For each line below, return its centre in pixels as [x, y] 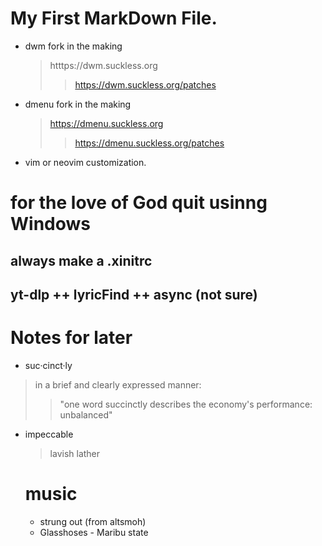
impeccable [49, 434]
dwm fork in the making [73, 46]
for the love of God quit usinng [139, 203]
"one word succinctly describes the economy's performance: [186, 404]
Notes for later [71, 338]
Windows [50, 224]
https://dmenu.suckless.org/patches [149, 143]
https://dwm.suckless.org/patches [145, 84]
